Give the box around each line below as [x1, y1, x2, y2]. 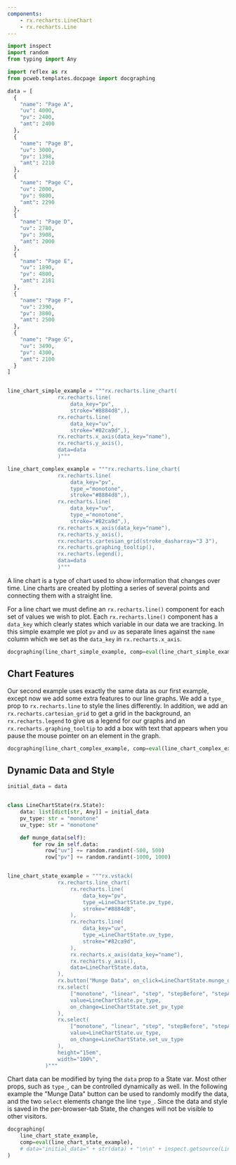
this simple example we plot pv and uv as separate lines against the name [7, 627, 216, 636]
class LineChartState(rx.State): [7, 802, 105, 809]
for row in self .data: [32, 841, 99, 848]
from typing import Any [7, 56, 77, 63]
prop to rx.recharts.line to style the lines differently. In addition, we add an [7, 701, 228, 710]
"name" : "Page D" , [20, 219, 74, 226]
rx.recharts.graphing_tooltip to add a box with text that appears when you [7, 723, 228, 732]
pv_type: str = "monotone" [20, 815, 99, 822]
